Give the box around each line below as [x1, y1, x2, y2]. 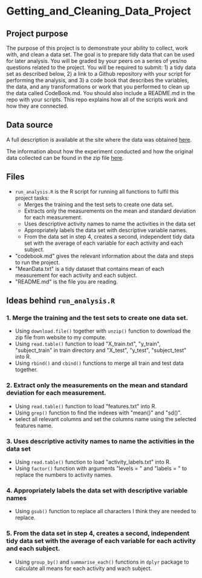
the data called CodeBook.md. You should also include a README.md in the [6, 90, 195, 96]
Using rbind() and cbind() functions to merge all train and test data [15, 359, 184, 367]
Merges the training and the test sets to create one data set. [24, 201, 174, 208]
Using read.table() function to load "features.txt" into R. [15, 402, 157, 410]
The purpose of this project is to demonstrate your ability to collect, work [6, 44, 189, 51]
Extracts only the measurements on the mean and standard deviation [24, 207, 197, 214]
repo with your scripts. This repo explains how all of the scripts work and [6, 96, 188, 103]
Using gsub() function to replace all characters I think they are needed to [15, 508, 197, 515]
